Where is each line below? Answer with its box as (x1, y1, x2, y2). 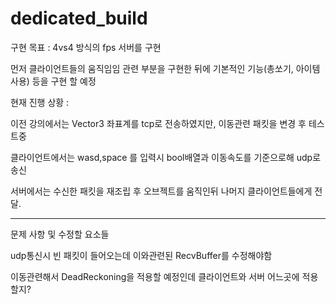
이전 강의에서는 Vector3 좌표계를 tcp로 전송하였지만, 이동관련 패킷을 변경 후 (10, 117, 307, 129)
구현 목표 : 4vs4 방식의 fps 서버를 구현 (10, 41, 162, 53)
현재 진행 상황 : (10, 96, 70, 108)
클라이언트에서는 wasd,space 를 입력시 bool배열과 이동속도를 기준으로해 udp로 (10, 151, 322, 163)
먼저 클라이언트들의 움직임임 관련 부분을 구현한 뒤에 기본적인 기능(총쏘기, (10, 62, 294, 74)
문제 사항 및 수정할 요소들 (10, 228, 110, 240)
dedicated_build (10, 7, 148, 30)
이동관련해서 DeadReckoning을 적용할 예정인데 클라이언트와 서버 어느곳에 (10, 270, 300, 282)
